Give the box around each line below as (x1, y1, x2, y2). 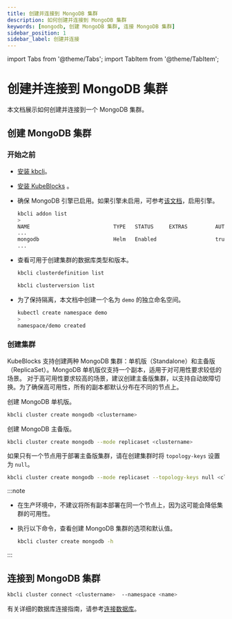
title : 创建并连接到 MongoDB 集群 (7, 10, 98, 17)
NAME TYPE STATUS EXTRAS (17, 223, 188, 230)
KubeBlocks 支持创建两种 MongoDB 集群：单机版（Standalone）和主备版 (7, 357, 215, 365)
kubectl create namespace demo (17, 309, 108, 316)
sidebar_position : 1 (7, 29, 67, 37)
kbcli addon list (17, 210, 68, 217)
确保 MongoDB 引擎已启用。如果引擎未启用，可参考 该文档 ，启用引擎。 (17, 196, 219, 205)
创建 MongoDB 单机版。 (7, 397, 76, 405)
